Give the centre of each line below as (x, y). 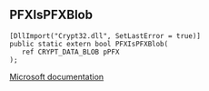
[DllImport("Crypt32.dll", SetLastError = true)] (105, 35)
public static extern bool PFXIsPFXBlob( (89, 44)
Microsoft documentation (57, 76)
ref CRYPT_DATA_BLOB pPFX (70, 52)
